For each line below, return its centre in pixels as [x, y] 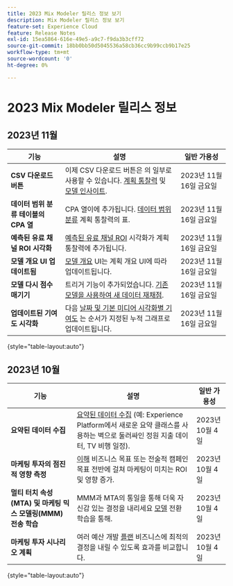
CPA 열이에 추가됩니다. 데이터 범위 [118, 209]
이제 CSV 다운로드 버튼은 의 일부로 [118, 170]
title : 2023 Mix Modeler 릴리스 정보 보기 [64, 14]
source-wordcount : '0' [40, 59]
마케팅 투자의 [31, 464]
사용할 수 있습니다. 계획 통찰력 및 [115, 180]
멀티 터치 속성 [32, 493]
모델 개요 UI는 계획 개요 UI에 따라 [116, 261]
